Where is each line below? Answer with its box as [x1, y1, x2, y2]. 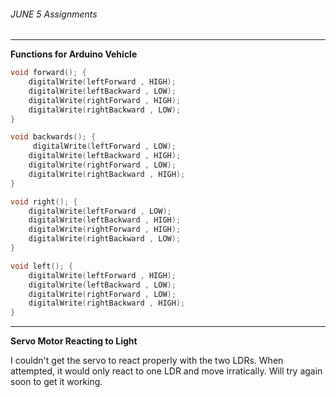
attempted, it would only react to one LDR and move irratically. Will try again [10, 365, 323, 377]
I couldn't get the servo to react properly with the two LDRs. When [10, 355, 284, 367]
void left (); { [10, 261, 74, 271]
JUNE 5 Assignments [10, 8, 98, 20]
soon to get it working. [10, 376, 103, 388]
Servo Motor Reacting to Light [10, 335, 138, 347]
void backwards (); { [10, 132, 97, 142]
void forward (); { [10, 68, 87, 78]
